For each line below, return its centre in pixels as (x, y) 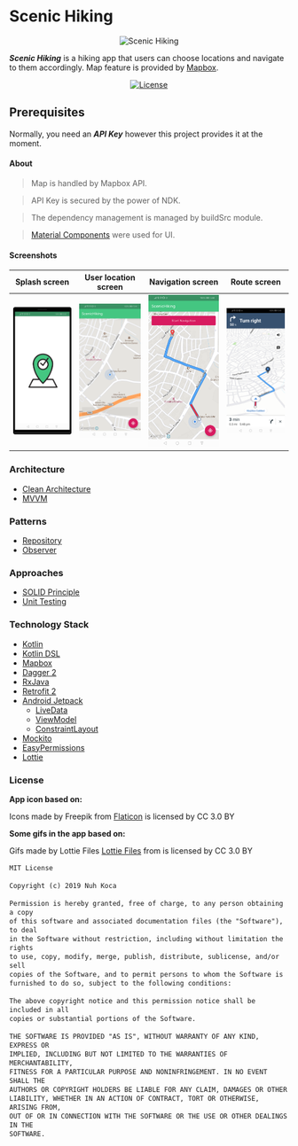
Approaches (36, 573)
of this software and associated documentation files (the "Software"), (146, 921)
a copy (21, 912)
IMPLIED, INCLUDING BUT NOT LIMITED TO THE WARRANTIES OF (118, 1054)
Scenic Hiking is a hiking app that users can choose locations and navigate (147, 58)
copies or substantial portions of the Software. (103, 1018)
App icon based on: (46, 799)
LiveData (51, 710)
